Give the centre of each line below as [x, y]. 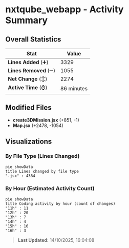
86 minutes [74, 88]
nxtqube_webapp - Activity [64, 9]
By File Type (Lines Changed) [42, 156]
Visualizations [29, 142]
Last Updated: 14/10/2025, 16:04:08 [56, 240]
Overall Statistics [33, 39]
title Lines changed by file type [42, 171]
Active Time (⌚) [28, 87]
